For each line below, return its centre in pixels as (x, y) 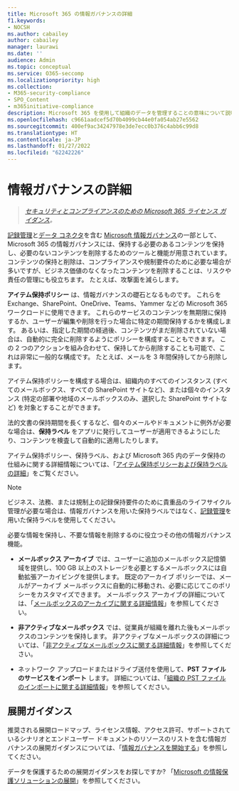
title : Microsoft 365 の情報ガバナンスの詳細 (70, 14)
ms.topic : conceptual (39, 67)
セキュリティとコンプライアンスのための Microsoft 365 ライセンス (121, 211)
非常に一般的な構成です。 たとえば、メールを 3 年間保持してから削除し (123, 357)
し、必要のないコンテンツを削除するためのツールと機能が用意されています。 (119, 252)
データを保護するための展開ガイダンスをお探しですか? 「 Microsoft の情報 (115, 771)
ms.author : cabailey (38, 34)
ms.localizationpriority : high (54, 80)
